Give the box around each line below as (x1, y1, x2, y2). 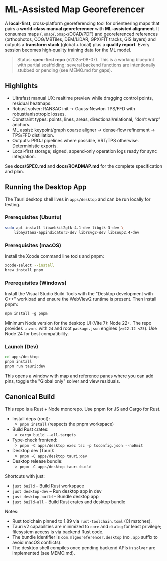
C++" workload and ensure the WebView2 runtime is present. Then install (5, 296, 157, 302)
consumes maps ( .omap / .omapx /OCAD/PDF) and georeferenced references (5, 31, 158, 37)
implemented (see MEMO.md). (12, 550, 75, 556)
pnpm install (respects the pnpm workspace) (19, 421, 114, 427)
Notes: (5, 508, 19, 514)
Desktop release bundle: (12, 458, 63, 464)
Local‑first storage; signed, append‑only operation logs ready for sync (12, 148, 157, 154)
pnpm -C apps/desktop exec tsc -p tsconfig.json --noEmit (19, 443, 143, 448)
